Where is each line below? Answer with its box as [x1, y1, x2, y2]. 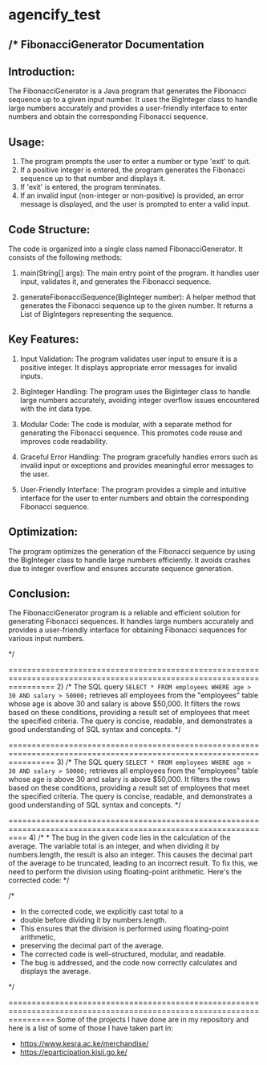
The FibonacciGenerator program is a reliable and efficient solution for [8, 608, 241, 618]
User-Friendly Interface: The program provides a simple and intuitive [19, 484, 247, 494]
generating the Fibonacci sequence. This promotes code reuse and [19, 428, 243, 438]
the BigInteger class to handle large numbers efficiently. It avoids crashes [8, 555, 251, 565]
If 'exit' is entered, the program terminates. [19, 183, 162, 192]
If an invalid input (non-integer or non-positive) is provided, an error [19, 191, 245, 200]
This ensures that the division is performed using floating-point [19, 923, 229, 934]
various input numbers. [8, 634, 85, 644]
